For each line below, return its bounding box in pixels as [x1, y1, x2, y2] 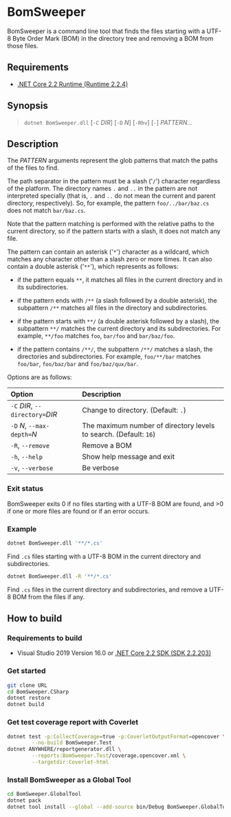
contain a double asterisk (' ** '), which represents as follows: [7, 263, 179, 271]
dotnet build [7, 701, 45, 708]
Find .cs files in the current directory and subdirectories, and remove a [7, 585, 208, 594]
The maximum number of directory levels [82, 421, 215, 431]
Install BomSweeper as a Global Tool [7, 775, 131, 785]
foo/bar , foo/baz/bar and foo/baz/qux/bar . [16, 360, 139, 368]
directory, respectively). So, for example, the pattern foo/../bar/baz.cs [7, 199, 210, 208]
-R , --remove [10, 441, 50, 450]
